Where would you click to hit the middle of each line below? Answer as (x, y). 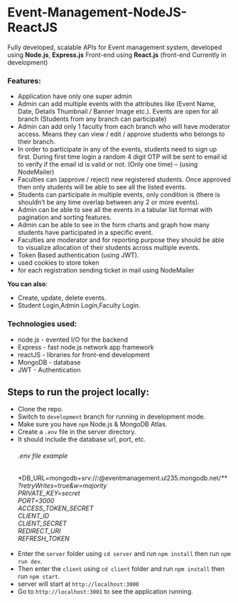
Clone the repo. (40, 409)
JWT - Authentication (49, 369)
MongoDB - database (49, 362)
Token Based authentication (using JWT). (78, 255)
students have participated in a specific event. (85, 233)
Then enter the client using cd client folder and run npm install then (121, 568)
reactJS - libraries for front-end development (84, 355)
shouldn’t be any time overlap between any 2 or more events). (109, 202)
